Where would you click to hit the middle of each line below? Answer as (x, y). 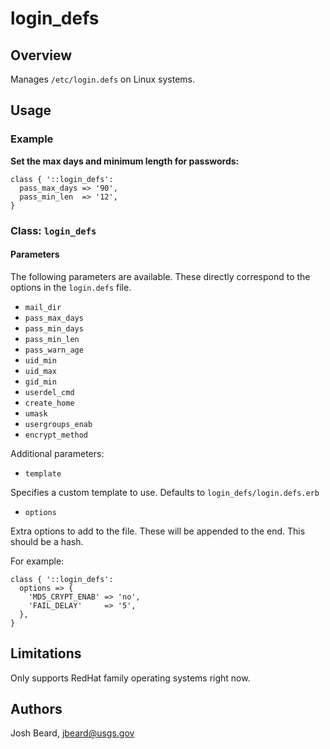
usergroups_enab (58, 424)
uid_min (40, 360)
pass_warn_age (54, 350)
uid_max (40, 371)
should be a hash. (47, 541)
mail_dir (43, 307)
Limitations (46, 653)
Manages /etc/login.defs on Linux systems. (103, 79)
